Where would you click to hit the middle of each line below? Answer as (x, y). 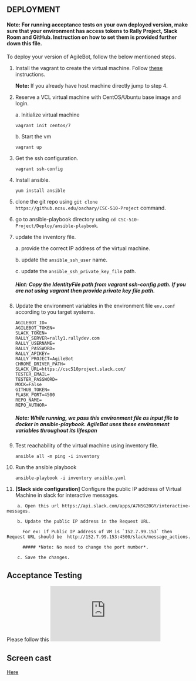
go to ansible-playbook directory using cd (65, 219)
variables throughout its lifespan (56, 431)
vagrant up (28, 147)
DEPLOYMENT (33, 10)
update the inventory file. (45, 237)
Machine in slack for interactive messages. (67, 495)
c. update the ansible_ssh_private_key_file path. (76, 271)
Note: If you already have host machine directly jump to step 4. (91, 85)
